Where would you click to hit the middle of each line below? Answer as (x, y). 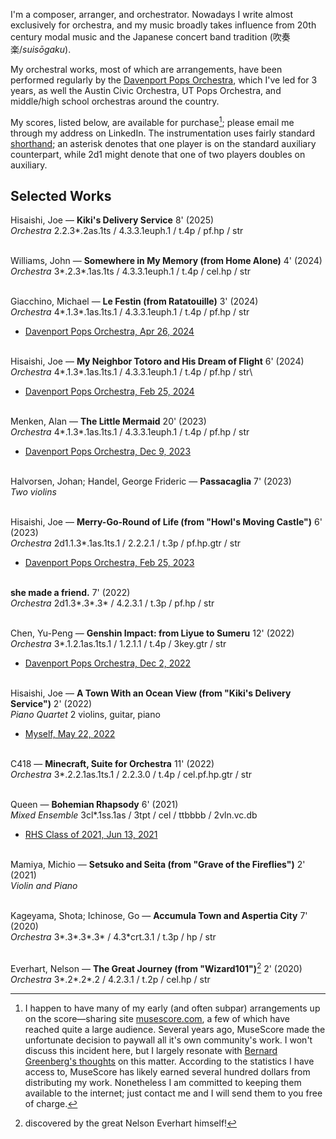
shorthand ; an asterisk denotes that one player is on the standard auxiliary (163, 143)
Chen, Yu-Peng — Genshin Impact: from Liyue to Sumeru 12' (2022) (152, 633)
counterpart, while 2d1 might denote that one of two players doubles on (158, 154)
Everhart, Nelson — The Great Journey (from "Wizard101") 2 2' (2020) (156, 968)
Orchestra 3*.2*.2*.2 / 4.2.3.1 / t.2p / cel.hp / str (110, 980)
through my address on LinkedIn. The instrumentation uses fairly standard (163, 133)
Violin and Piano (44, 886)
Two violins (33, 492)
